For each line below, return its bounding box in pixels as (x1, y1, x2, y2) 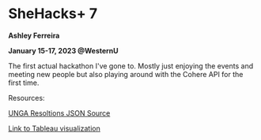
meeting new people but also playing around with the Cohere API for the (8, 69, 244, 79)
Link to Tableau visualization (8, 123, 100, 133)
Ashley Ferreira (8, 31, 60, 40)
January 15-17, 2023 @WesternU (8, 46, 119, 55)
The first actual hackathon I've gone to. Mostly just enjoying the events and (8, 61, 254, 71)
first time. (8, 78, 40, 87)
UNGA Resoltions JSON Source (8, 108, 111, 118)
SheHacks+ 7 (8, 5, 97, 23)
